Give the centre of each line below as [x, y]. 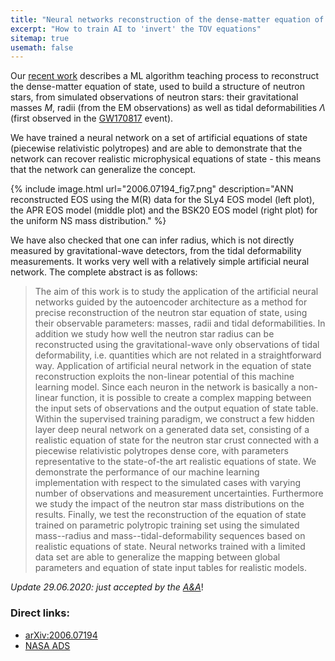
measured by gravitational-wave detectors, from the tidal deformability [156, 251]
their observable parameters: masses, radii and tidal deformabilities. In [180, 323]
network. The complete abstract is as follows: [104, 272]
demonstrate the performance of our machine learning [147, 472]
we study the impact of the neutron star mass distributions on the [169, 504]
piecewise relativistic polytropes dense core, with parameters [161, 451]
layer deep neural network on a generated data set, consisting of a [172, 430]
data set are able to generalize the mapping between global [157, 557]
